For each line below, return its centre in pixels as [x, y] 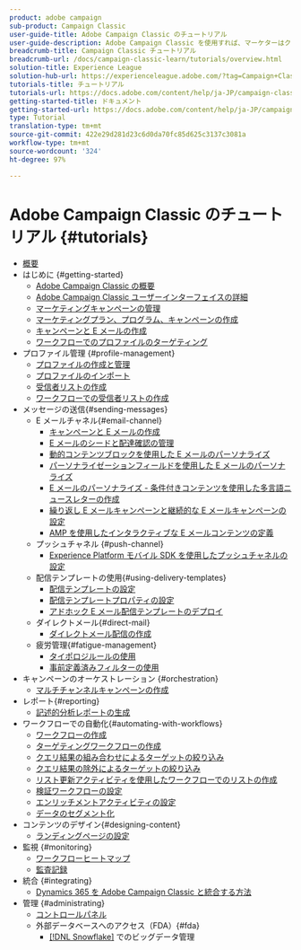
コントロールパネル [71, 915]
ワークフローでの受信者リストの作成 [102, 398]
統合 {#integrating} [57, 881]
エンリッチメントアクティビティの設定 [106, 802]
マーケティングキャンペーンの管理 [98, 308]
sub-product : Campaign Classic [68, 26]
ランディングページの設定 [82, 836]
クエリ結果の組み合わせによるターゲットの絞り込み [130, 757]
